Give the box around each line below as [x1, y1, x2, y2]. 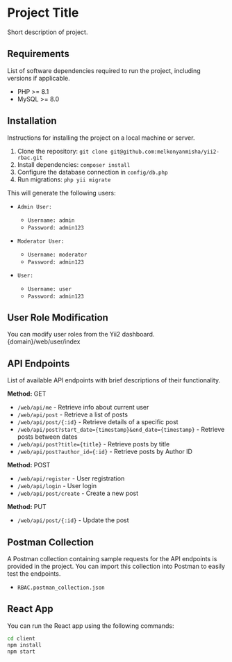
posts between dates [17, 433, 78, 441]
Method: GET [7, 389, 47, 398]
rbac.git [17, 154, 43, 161]
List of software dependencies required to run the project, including [7, 66, 201, 74]
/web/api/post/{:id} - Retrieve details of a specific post [17, 418, 179, 426]
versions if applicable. [7, 74, 71, 82]
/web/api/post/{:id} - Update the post [17, 516, 130, 524]
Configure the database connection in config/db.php [17, 168, 168, 176]
